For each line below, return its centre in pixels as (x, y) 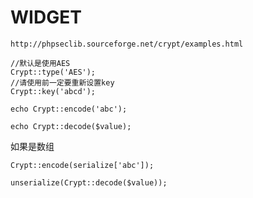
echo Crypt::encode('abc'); (69, 109)
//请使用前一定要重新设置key (62, 82)
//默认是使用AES (40, 63)
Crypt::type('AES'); (53, 72)
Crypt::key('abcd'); (53, 91)
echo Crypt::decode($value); (71, 126)
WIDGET (46, 17)
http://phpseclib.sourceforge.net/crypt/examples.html (127, 44)
